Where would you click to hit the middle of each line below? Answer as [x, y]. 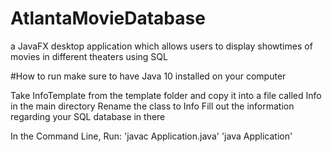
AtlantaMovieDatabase [108, 18]
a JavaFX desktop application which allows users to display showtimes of [161, 46]
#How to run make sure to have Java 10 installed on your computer [148, 76]
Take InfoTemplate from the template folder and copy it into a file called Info [166, 95]
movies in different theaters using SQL [89, 56]
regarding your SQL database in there [88, 116]
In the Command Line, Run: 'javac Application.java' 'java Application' [151, 136]
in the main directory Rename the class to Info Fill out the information [152, 106]
